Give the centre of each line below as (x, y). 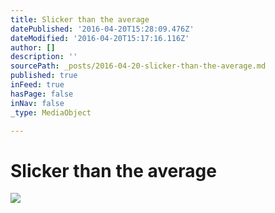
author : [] (33, 47)
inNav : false (37, 103)
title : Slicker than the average (80, 19)
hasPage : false (42, 94)
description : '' (44, 57)
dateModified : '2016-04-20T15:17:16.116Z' (100, 38)
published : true (44, 76)
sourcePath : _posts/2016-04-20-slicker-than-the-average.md (138, 66)
